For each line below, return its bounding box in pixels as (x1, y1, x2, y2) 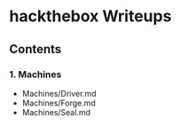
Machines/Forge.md (21, 98, 96, 108)
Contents (9, 42, 62, 57)
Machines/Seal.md (21, 106, 91, 117)
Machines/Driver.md (21, 88, 97, 98)
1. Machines (9, 68, 62, 81)
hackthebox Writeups (9, 6, 172, 27)
